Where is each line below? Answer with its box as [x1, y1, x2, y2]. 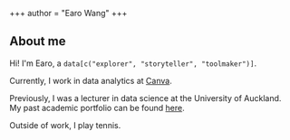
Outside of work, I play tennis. [9, 119, 121, 130]
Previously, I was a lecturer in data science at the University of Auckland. [9, 92, 282, 103]
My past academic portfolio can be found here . [9, 102, 185, 113]
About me [9, 33, 66, 49]
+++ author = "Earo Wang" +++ [9, 8, 128, 18]
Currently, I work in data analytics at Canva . [9, 75, 172, 86]
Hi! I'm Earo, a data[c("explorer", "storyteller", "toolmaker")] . [9, 58, 256, 69]
